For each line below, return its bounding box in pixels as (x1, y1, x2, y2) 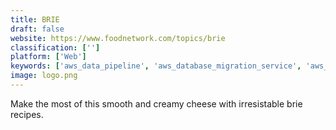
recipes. (10, 108, 44, 120)
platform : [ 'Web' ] (10, 52, 87, 62)
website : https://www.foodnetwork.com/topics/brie (10, 33, 226, 43)
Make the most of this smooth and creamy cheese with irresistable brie (10, 97, 303, 110)
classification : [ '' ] (10, 42, 101, 53)
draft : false (10, 24, 65, 34)
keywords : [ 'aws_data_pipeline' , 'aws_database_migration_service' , (10, 61, 302, 71)
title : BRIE (10, 14, 60, 25)
